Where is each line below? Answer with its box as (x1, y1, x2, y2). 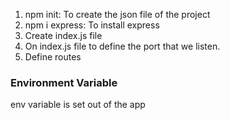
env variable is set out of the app (10, 99, 146, 111)
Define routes (24, 51, 82, 63)
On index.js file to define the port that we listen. (24, 40, 221, 52)
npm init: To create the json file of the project (24, 9, 211, 20)
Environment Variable (10, 75, 118, 89)
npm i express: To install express (24, 19, 160, 31)
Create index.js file (24, 30, 103, 41)
